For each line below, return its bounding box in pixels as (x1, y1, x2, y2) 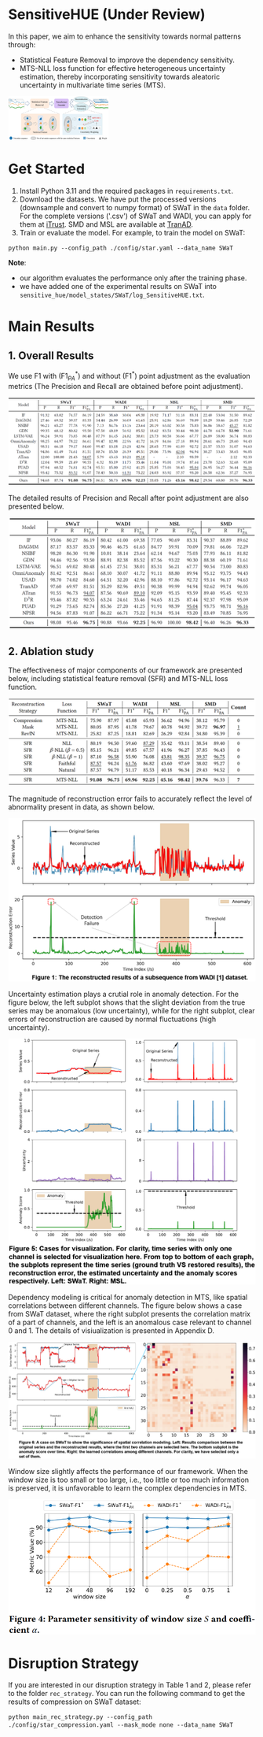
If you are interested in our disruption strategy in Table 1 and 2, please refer (8, 1680, 252, 1690)
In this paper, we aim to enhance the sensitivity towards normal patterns (8, 31, 242, 41)
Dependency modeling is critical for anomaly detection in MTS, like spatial (8, 1292, 248, 1302)
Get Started (8, 160, 85, 178)
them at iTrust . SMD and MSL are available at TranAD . (19, 220, 194, 229)
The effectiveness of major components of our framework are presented (8, 665, 243, 675)
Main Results (8, 317, 95, 335)
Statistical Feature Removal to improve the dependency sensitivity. (19, 55, 236, 65)
